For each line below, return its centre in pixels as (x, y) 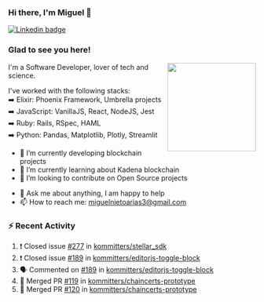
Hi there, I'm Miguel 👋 (50, 13)
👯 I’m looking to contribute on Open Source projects (103, 178)
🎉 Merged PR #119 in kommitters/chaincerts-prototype (107, 281)
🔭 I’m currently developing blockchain (81, 153)
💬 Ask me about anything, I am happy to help (92, 193)
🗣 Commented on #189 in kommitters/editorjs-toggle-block (116, 269)
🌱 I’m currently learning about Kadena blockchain (99, 169)
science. (22, 75)
